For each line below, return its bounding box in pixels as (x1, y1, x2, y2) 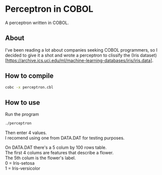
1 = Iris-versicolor (5, 166, 41, 172)
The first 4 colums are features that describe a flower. (5, 150, 114, 156)
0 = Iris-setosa (5, 160, 35, 166)
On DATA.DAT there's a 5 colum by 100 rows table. (5, 145, 107, 150)
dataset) (140, 52, 157, 58)
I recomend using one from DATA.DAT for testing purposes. (5, 135, 125, 141)
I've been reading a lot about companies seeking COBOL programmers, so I (5, 47, 158, 53)
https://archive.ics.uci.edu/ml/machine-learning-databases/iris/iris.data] (6, 58, 153, 63)
